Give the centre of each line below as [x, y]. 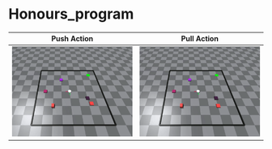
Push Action [72, 39]
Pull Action [200, 39]
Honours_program [71, 14]
